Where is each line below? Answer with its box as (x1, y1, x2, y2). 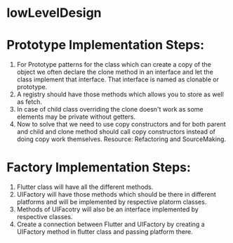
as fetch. (16, 98, 43, 106)
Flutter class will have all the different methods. (16, 183, 154, 191)
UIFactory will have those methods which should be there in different (16, 190, 216, 199)
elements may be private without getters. (16, 112, 136, 121)
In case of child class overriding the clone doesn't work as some (16, 105, 204, 114)
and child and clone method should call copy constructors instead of (16, 128, 215, 136)
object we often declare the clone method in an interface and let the (16, 68, 213, 77)
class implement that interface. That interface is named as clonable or (16, 75, 219, 84)
